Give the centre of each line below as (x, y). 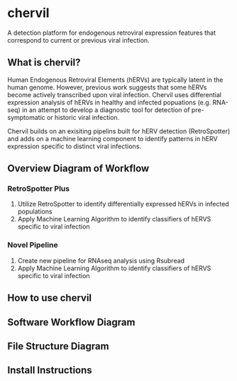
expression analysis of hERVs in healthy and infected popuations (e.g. (109, 102)
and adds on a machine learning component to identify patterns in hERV (112, 138)
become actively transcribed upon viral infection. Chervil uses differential (115, 94)
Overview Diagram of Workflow (78, 169)
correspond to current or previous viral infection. (79, 40)
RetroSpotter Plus (38, 189)
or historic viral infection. (83, 117)
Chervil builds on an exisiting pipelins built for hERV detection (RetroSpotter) (119, 131)
